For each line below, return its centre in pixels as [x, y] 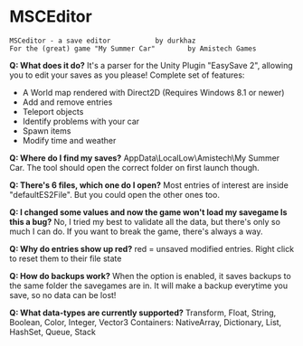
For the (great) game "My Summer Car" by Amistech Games [133, 48]
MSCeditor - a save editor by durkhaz [103, 41]
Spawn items [47, 131]
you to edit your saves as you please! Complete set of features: [127, 75]
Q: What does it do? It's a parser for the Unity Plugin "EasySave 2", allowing [151, 65]
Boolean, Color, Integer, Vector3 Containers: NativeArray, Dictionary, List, [146, 322]
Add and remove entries [67, 102]
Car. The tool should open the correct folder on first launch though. [134, 167]
